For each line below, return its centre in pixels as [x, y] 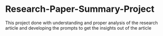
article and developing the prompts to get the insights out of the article [78, 28]
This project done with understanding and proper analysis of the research [82, 23]
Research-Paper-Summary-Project [80, 9]
